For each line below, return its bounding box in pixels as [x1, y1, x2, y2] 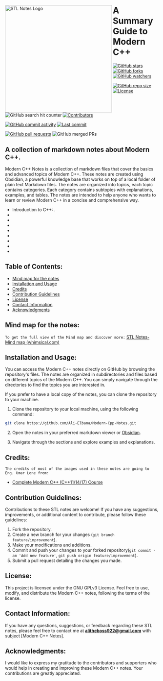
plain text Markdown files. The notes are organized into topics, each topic [5, 182, 153, 187]
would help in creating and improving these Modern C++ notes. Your [5, 665, 143, 671]
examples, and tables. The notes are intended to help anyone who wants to [5, 192, 156, 198]
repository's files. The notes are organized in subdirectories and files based [5, 371, 157, 377]
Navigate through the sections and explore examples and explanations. [12, 439, 155, 445]
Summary [113, 15, 153, 26]
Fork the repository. [12, 526, 52, 532]
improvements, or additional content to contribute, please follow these [5, 511, 146, 517]
